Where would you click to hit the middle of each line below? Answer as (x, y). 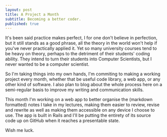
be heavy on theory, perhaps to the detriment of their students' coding (78, 54)
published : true (22, 24)
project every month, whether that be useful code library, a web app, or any (83, 79)
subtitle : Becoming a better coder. (43, 19)
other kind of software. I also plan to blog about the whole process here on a (84, 85)
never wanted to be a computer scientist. (47, 64)
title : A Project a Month (32, 14)
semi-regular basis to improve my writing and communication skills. (75, 90)
